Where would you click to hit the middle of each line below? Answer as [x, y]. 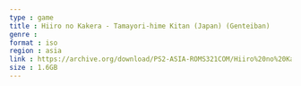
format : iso [34, 43]
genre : [24, 34]
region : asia [36, 51]
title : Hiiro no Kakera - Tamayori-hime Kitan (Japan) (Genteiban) [140, 26]
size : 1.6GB [34, 68]
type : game [31, 17]
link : [21, 59]
